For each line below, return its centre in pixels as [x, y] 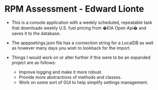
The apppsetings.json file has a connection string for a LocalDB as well [82, 43]
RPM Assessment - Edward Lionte [74, 9]
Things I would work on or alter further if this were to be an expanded [81, 57]
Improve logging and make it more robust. [61, 72]
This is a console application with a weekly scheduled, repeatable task [82, 22]
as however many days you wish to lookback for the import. [71, 48]
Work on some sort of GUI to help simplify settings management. [83, 82]
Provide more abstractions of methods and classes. [70, 77]
